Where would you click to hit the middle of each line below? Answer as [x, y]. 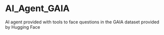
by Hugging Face [23, 27]
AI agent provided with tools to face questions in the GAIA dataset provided [82, 22]
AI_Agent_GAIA [37, 9]
